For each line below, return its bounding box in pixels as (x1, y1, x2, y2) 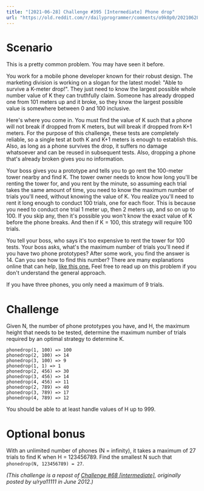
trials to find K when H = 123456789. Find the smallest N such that (6, 453, 172, 461)
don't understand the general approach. (6, 269, 106, 276)
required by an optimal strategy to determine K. (6, 335, 124, 343)
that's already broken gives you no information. (6, 156, 124, 163)
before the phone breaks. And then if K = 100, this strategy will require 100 (6, 219, 192, 226)
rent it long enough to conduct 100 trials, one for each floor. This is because (6, 199, 196, 207)
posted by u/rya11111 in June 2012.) (6, 478, 93, 486)
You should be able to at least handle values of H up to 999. (6, 405, 156, 413)
